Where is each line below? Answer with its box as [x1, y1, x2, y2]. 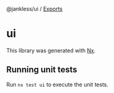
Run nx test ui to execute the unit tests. [6, 81, 109, 88]
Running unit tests [6, 64, 77, 75]
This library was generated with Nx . [6, 46, 96, 54]
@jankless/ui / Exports [6, 6, 63, 12]
